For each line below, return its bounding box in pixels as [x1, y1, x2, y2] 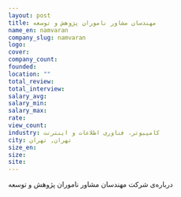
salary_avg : [8, 92, 47, 100]
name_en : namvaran [8, 26, 68, 34]
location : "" [8, 70, 51, 78]
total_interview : [8, 84, 65, 93]
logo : [8, 41, 26, 49]
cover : [8, 48, 30, 56]
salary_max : [8, 107, 47, 115]
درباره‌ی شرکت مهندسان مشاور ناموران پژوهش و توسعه [8, 180, 173, 189]
